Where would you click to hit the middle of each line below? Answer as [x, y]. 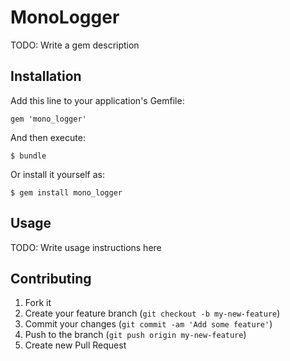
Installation [46, 76]
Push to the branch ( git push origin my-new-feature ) [135, 335]
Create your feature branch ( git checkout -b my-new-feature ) [152, 313]
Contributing [51, 278]
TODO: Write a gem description [75, 45]
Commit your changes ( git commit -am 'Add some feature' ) [148, 324]
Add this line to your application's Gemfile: [97, 100]
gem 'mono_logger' [48, 119]
